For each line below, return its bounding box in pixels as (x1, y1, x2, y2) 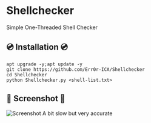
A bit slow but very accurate (42, 110, 113, 117)
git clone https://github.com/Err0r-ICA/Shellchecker (6, 66, 146, 73)
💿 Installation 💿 (6, 42, 69, 52)
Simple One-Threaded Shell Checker (6, 24, 98, 31)
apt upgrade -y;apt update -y (6, 61, 83, 67)
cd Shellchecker (6, 71, 47, 78)
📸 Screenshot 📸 (6, 93, 65, 104)
